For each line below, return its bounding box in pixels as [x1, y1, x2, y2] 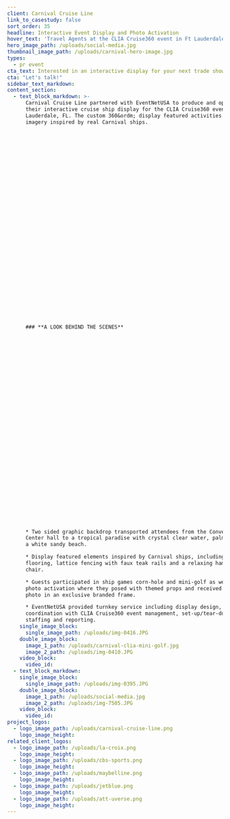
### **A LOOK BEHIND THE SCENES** [25, 324, 125, 330]
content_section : [7, 87, 57, 93]
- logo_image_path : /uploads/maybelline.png [13, 770, 142, 777]
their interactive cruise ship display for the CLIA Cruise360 [25, 106, 210, 113]
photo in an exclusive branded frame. [25, 592, 136, 598]
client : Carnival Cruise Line [7, 10, 94, 17]
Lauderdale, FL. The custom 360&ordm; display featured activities [25, 112, 222, 119]
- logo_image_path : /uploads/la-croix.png [13, 744, 136, 751]
